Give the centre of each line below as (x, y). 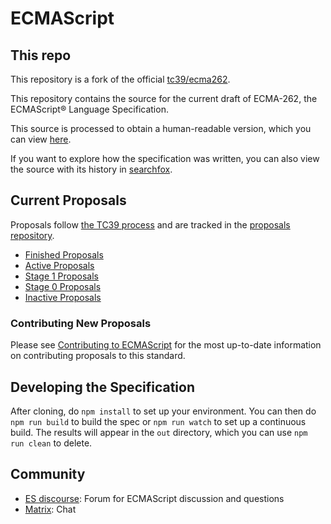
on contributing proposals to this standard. (98, 356)
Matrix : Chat (50, 509)
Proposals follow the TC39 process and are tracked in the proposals (150, 224)
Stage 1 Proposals (61, 276)
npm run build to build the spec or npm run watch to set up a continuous (158, 421)
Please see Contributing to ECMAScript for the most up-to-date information (166, 345)
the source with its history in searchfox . (91, 169)
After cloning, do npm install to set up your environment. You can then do (163, 411)
